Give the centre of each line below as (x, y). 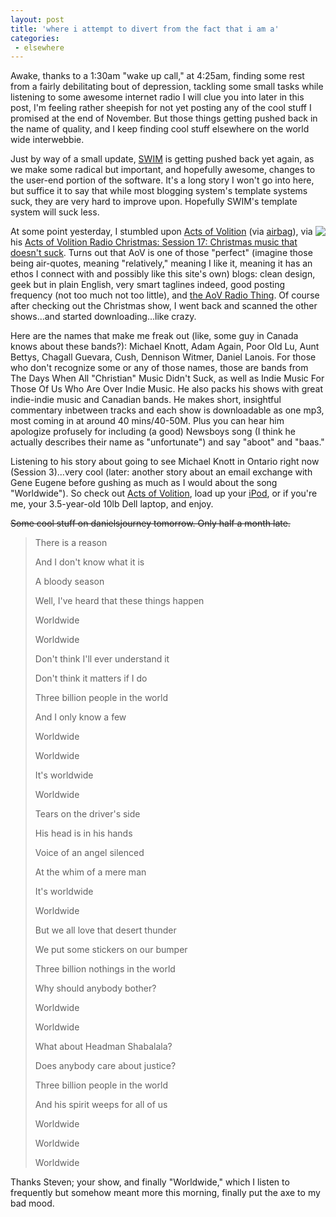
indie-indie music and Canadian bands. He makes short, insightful (146, 400)
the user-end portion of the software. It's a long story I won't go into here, (162, 180)
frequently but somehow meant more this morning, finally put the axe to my (165, 1193)
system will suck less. (55, 212)
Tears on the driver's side (87, 814)
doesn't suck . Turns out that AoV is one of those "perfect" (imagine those (161, 253)
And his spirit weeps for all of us (101, 1105)
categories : (35, 38)
